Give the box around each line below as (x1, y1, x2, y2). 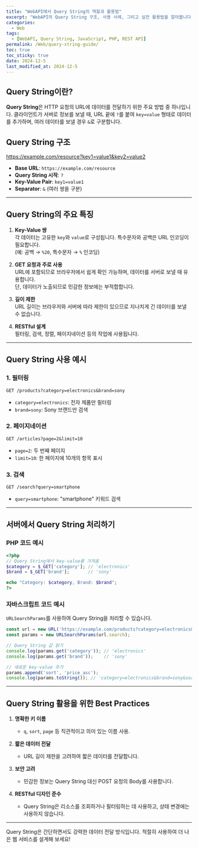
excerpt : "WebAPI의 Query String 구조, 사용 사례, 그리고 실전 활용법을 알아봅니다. (6, 14, 194, 20)
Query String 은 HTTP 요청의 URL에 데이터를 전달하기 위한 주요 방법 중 (6, 104, 170, 111)
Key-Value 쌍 (14, 226, 47, 233)
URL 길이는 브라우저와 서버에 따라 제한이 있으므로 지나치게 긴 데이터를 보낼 (14, 303, 187, 310)
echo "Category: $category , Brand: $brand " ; (6, 580, 117, 586)
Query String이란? (6, 87, 73, 97)
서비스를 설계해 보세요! (18, 836, 71, 843)
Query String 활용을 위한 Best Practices (6, 698, 150, 708)
